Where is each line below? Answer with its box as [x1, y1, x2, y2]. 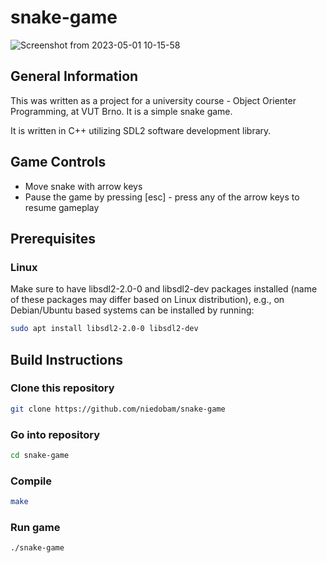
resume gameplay [24, 201, 100, 213]
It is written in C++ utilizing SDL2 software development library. [10, 124, 272, 136]
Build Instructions [10, 351, 124, 368]
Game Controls [10, 154, 107, 171]
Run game [10, 520, 61, 534]
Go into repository [10, 427, 101, 441]
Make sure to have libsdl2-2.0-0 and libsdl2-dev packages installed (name [10, 283, 318, 295]
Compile [10, 474, 52, 488]
